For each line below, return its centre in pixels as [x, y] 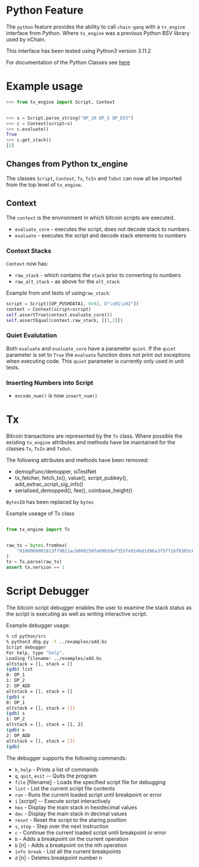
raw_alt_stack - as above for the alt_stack [67, 281]
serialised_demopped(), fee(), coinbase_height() [73, 490]
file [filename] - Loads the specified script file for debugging [90, 782]
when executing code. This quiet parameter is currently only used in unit [95, 361]
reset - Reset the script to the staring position [70, 820]
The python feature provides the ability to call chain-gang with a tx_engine [96, 27]
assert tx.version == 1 [36, 568]
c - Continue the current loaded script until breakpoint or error [91, 832]
